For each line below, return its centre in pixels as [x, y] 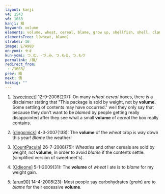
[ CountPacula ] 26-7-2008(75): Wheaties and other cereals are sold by [83, 147]
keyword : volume [22, 28]
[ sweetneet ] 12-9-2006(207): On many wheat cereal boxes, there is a [82, 97]
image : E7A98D [20, 46]
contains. [22, 123]
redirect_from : [21, 64]
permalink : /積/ [21, 60]
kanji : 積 [15, 23]
